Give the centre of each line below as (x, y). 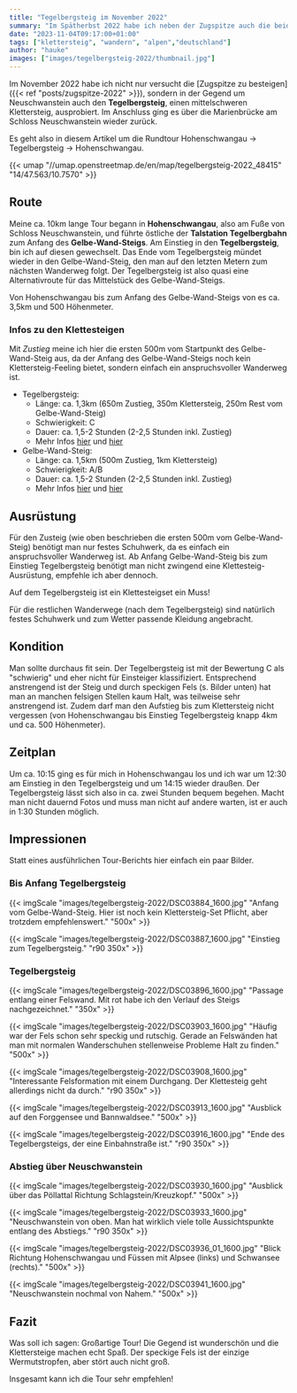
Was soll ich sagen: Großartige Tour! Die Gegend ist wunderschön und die (144, 1343)
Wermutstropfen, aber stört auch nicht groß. (90, 1362)
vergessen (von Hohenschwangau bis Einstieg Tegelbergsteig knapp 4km (144, 715)
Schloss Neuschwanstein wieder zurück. (83, 121)
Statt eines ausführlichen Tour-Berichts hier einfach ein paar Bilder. (132, 861)
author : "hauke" (39, 50)
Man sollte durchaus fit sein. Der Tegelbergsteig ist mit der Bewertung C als (147, 668)
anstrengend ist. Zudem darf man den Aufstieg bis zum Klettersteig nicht (141, 706)
